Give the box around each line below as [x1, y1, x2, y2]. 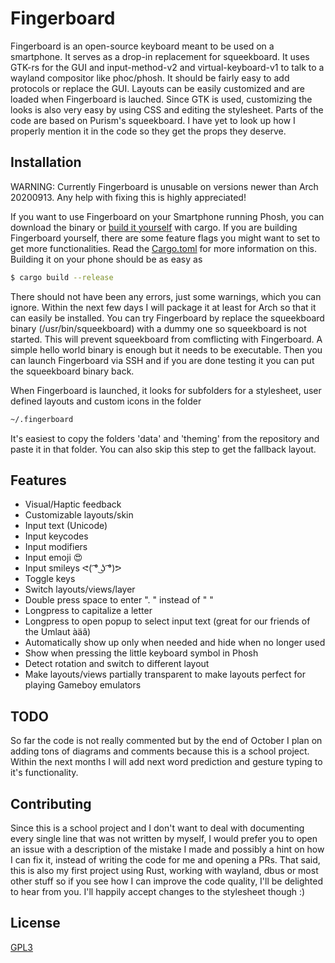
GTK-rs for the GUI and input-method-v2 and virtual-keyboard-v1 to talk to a [10, 61, 325, 73]
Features [10, 472, 67, 489]
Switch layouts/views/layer [24, 583, 136, 596]
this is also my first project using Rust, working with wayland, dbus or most [10, 864, 319, 876]
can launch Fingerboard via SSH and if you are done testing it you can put [10, 354, 315, 366]
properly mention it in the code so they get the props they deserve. [10, 125, 287, 137]
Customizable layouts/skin [24, 509, 134, 521]
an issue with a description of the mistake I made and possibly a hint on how [10, 843, 325, 855]
